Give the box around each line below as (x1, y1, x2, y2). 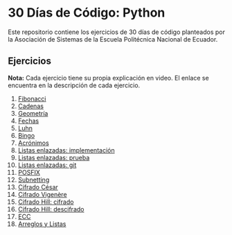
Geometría (17, 109, 48, 117)
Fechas (17, 116, 39, 125)
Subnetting (17, 175, 50, 184)
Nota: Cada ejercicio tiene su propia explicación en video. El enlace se (8, 73, 210, 82)
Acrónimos (17, 139, 49, 147)
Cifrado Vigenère (17, 190, 68, 198)
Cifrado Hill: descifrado (17, 204, 84, 213)
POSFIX (17, 168, 40, 176)
